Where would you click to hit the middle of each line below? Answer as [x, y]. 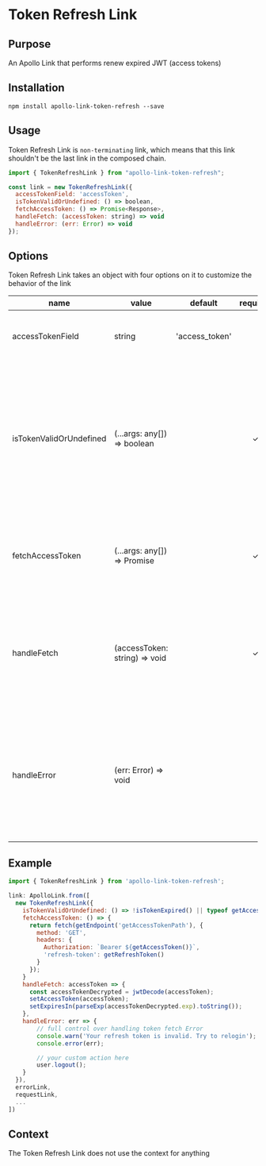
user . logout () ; [62, 1065]
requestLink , [37, 1095]
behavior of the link [40, 284]
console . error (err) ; [70, 1043]
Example [30, 863]
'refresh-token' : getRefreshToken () [104, 955]
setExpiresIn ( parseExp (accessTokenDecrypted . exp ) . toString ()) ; [136, 1006]
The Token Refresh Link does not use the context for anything [109, 1153]
